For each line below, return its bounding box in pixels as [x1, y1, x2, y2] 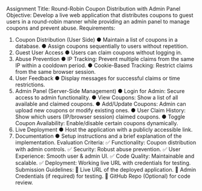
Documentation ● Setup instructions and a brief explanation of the [15, 132, 182, 140]
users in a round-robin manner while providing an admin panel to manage [6, 18, 190, 25]
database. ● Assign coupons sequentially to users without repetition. [15, 42, 189, 50]
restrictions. [15, 81, 45, 88]
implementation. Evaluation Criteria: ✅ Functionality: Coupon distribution [15, 139, 197, 146]
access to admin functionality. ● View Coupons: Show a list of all [15, 94, 178, 101]
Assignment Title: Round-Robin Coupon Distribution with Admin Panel [6, 5, 181, 12]
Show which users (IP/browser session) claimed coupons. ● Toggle [15, 113, 186, 120]
